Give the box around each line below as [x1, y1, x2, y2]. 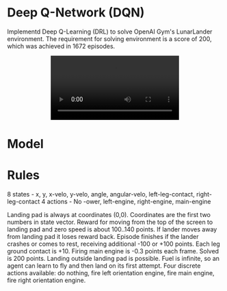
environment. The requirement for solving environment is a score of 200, [7, 34, 212, 42]
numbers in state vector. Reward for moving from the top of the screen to [7, 218, 213, 227]
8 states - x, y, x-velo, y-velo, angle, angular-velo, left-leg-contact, [7, 190, 195, 199]
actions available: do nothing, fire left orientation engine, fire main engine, [7, 269, 215, 277]
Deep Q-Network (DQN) [7, 5, 145, 21]
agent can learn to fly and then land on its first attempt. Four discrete [7, 262, 201, 270]
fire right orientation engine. [7, 276, 86, 285]
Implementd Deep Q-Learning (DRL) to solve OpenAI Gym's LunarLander [7, 27, 213, 36]
